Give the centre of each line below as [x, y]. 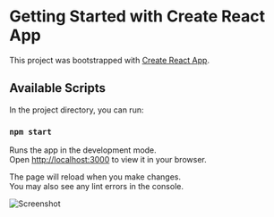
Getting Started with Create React [137, 17]
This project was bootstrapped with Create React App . [110, 60]
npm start [30, 132]
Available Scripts [57, 88]
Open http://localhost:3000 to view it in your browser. [108, 160]
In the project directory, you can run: [77, 110]
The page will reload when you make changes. [95, 177]
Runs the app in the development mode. [83, 150]
